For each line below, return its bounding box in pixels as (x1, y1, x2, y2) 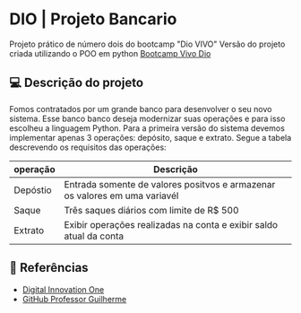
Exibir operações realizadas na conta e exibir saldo (64, 218, 279, 230)
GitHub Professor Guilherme (21, 293, 127, 304)
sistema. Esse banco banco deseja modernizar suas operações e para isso (9, 113, 286, 124)
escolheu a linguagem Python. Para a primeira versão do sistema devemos (9, 122, 285, 134)
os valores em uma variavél (64, 189, 179, 202)
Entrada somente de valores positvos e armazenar (64, 178, 276, 190)
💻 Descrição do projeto (9, 75, 144, 91)
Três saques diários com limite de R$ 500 (64, 204, 239, 216)
